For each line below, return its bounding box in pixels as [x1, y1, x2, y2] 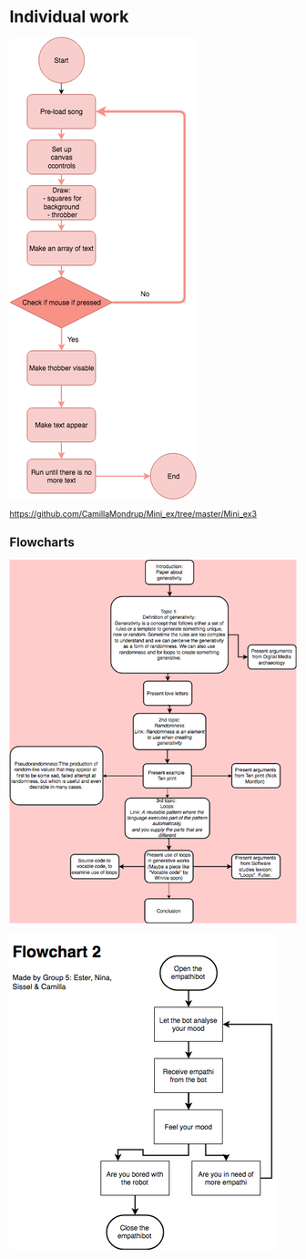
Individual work [9, 6, 129, 27]
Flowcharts [9, 535, 76, 551]
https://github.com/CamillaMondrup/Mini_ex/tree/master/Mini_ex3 [9, 508, 258, 519]
